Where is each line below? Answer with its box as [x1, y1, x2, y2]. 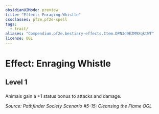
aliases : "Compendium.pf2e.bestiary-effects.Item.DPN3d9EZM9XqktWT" [5, 31, 154, 36]
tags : [5, 21, 17, 27]
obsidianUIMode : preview [5, 7, 58, 13]
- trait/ [10, 26, 29, 32]
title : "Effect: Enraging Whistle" [5, 12, 81, 17]
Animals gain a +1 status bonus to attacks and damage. [5, 93, 122, 99]
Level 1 [5, 78, 28, 87]
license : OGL [5, 36, 33, 41]
